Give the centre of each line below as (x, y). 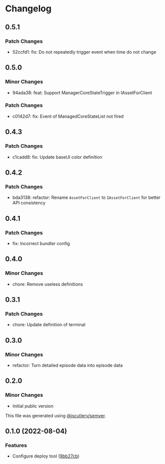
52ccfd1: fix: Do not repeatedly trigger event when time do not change (84, 52)
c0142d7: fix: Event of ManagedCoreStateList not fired (68, 116)
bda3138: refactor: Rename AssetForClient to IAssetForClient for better (86, 197)
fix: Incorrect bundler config (41, 243)
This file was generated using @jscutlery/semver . (56, 415)
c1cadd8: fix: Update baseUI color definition (57, 157)
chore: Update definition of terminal (49, 325)
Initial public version (33, 406)
